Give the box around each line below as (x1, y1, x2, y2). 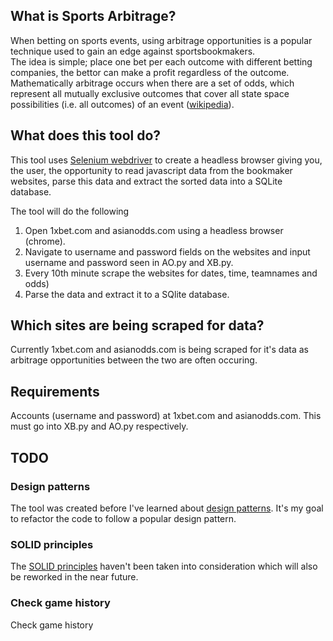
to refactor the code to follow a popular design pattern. (10, 512, 237, 524)
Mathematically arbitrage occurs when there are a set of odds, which (10, 77, 295, 89)
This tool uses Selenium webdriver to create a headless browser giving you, (10, 154, 323, 166)
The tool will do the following (10, 205, 130, 217)
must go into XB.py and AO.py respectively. (10, 420, 189, 433)
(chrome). (24, 235, 66, 247)
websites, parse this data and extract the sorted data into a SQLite (10, 175, 283, 187)
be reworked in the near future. (10, 571, 139, 583)
